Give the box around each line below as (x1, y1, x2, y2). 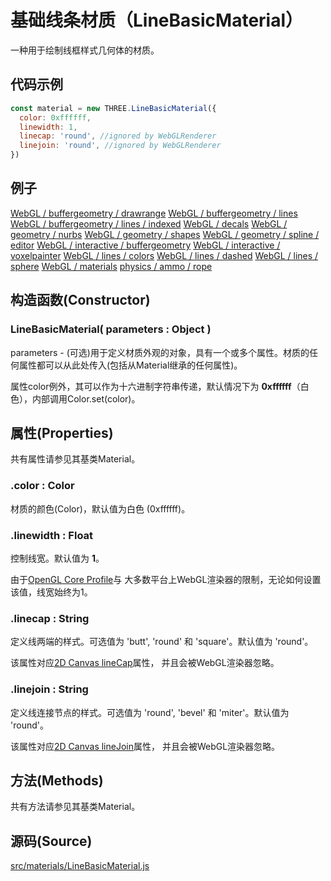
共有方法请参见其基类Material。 (10, 801, 141, 813)
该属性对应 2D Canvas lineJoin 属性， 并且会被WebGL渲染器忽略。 (10, 740, 281, 752)
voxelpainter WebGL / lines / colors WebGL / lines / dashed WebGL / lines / (10, 249, 319, 261)
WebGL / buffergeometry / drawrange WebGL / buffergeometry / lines (10, 207, 298, 219)
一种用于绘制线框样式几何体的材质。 (10, 44, 160, 56)
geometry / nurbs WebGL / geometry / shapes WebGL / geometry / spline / (10, 228, 320, 240)
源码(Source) (10, 832, 93, 850)
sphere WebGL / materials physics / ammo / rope (10, 260, 213, 272)
